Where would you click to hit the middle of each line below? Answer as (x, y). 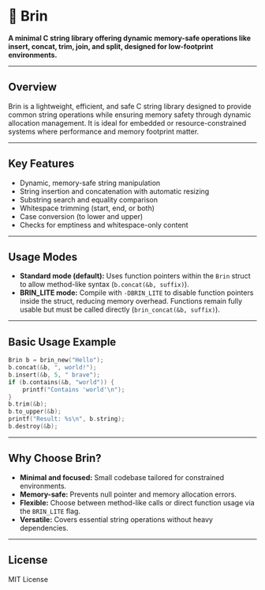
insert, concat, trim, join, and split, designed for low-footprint (111, 46)
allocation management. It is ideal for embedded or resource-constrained (127, 123)
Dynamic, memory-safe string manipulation (90, 183)
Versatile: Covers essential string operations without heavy (116, 519)
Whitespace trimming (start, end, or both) (87, 208)
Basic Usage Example (62, 342)
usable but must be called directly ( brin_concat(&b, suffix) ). (120, 310)
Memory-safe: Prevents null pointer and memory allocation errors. (128, 494)
